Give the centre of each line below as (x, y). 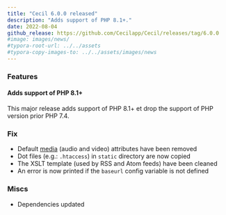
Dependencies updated (51, 204)
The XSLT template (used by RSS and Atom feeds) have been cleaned (117, 164)
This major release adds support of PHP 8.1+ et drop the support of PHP (110, 109)
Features (23, 76)
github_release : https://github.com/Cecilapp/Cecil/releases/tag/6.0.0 (113, 33)
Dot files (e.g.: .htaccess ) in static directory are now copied (104, 156)
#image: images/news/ (39, 40)
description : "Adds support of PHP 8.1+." (70, 20)
